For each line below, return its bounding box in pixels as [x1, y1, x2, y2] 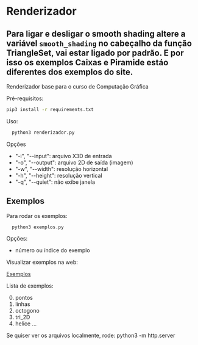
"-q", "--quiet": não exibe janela [15, 178, 96, 186]
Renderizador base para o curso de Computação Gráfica [6, 83, 149, 90]
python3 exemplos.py [12, 224, 64, 230]
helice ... [15, 320, 37, 327]
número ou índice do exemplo [15, 247, 90, 254]
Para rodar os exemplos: [6, 212, 68, 219]
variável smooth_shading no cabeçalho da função [6, 38, 192, 48]
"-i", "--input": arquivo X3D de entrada [15, 152, 112, 159]
